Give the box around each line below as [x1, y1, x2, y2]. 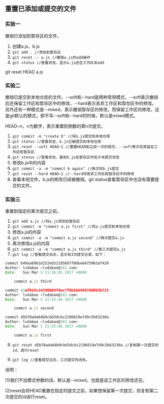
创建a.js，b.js [12, 43, 40, 49]
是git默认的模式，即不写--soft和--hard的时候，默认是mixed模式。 [5, 112, 138, 118]
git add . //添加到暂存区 [12, 50, 62, 55]
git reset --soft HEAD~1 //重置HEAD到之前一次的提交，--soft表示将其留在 [12, 144, 154, 149]
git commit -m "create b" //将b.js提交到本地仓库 [12, 134, 110, 139]
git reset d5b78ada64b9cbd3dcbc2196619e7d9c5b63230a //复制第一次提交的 [12, 342, 159, 347]
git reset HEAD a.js [5, 68, 43, 75]
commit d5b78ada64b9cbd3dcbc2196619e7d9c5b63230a [5, 315, 109, 320]
